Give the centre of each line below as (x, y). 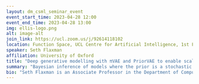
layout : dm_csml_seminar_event (45, 12)
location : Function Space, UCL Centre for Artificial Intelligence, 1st (98, 45)
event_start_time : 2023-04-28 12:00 (51, 17)
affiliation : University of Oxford (50, 56)
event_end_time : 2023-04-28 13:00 (49, 22)
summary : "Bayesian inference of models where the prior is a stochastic (99, 67)
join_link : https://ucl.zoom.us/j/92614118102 (65, 39)
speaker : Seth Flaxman (34, 50)
